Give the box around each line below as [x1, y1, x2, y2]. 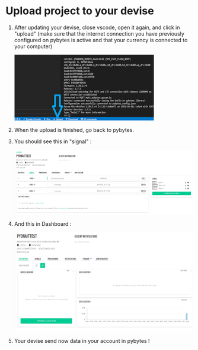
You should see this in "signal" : [14, 138, 92, 145]
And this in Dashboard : [14, 220, 72, 228]
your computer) [14, 43, 53, 50]
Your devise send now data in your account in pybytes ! [14, 338, 150, 345]
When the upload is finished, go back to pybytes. [14, 126, 135, 133]
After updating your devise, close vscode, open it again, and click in [14, 24, 180, 31]
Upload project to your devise [5, 4, 155, 18]
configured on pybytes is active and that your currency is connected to [14, 36, 188, 43]
